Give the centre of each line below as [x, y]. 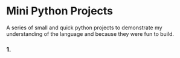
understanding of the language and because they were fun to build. [90, 33]
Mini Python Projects [60, 11]
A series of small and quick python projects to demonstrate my [84, 28]
